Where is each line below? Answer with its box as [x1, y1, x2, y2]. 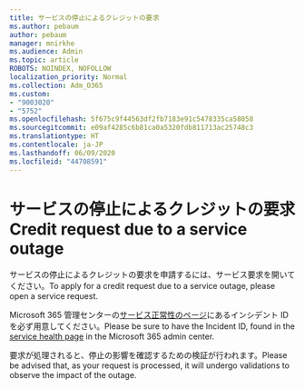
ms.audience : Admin [9, 47, 84, 56]
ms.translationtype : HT [9, 132, 100, 141]
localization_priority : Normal [9, 73, 128, 82]
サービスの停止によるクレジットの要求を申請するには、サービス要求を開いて [9, 269, 296, 280]
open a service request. [9, 291, 98, 302]
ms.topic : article [9, 55, 79, 65]
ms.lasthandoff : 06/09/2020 [9, 148, 116, 157]
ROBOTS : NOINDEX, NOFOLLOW [9, 65, 112, 74]
